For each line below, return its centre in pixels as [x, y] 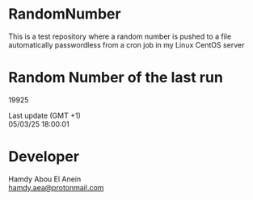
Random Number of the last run [116, 78]
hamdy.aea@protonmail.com [56, 187]
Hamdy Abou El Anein [45, 179]
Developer [44, 157]
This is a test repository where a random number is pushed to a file [120, 36]
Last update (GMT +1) [44, 115]
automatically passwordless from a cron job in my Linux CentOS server [126, 44]
